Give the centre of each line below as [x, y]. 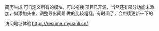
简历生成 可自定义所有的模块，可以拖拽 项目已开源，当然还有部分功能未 [78, 7]
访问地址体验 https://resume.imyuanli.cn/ [47, 23]
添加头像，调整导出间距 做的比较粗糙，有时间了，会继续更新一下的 [85, 13]
